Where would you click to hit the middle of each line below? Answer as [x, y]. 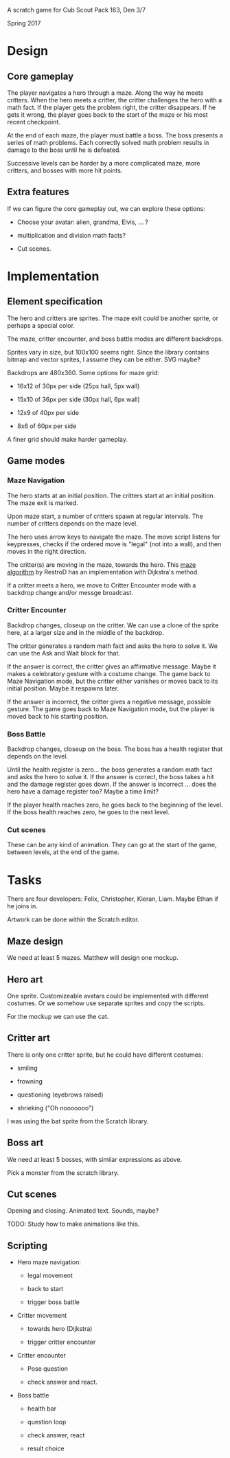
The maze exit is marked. [43, 503]
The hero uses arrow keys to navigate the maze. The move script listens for [114, 537]
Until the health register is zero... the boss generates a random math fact [110, 770]
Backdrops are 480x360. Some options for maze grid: [83, 372]
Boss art [25, 1143]
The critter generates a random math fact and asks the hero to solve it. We [113, 646]
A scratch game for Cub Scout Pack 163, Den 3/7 [77, 10]
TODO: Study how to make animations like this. [73, 1224]
